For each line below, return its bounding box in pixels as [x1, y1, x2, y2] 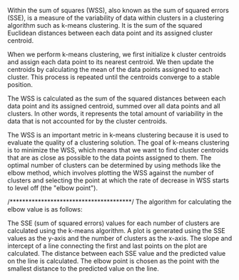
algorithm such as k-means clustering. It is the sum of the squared [7, 21, 203, 29]
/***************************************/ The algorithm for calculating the [7, 197, 232, 206]
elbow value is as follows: [7, 205, 83, 213]
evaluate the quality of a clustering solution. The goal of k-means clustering [7, 138, 230, 147]
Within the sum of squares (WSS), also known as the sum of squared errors [7, 6, 230, 14]
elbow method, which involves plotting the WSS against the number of [7, 169, 214, 177]
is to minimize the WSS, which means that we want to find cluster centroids [7, 146, 229, 154]
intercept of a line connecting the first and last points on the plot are [7, 242, 208, 250]
